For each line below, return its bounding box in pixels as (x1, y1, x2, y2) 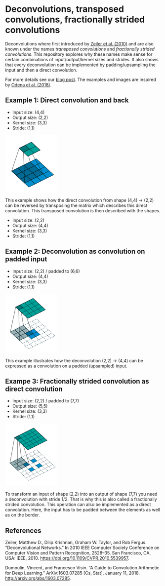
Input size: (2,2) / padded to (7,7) (12, 398, 80, 404)
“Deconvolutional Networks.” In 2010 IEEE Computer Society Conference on (5, 545, 160, 551)
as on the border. (5, 512, 40, 518)
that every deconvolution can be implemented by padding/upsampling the (5, 62, 156, 68)
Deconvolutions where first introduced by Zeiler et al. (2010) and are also (5, 40, 154, 46)
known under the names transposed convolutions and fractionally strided (5, 46, 155, 52)
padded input (5, 255, 47, 264)
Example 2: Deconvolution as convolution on (5, 247, 145, 256)
